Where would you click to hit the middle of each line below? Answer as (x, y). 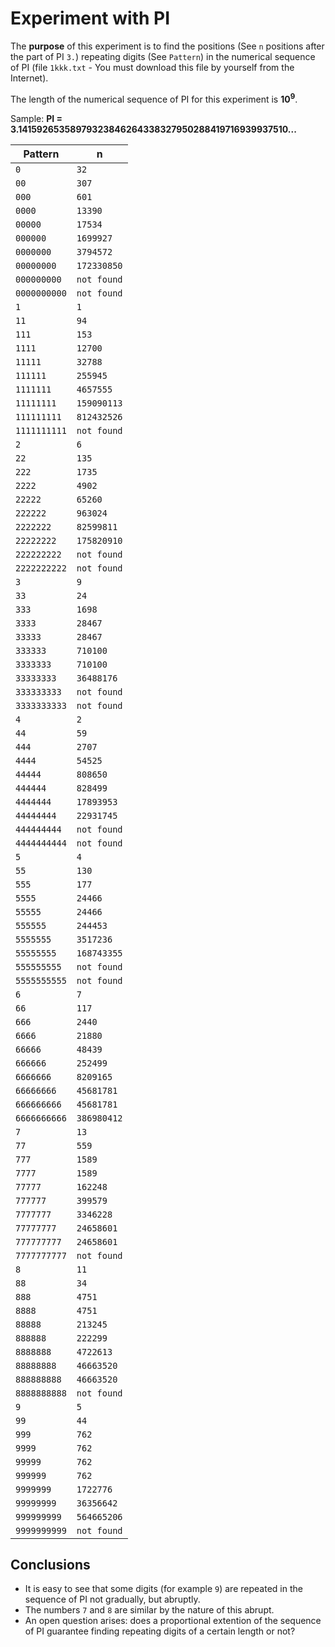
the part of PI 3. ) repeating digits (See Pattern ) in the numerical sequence (163, 56)
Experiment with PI (90, 18)
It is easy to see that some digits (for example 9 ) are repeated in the (163, 1589)
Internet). (29, 78)
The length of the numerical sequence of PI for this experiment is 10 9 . (154, 98)
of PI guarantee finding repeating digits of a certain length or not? (160, 1631)
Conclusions (50, 1564)
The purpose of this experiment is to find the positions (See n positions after (167, 46)
